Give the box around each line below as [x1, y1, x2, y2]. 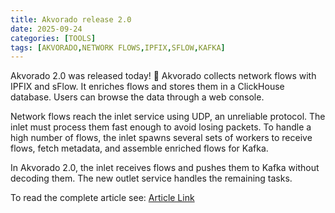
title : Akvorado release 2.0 [10, 14, 132, 25]
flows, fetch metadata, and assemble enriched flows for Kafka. [10, 142, 269, 155]
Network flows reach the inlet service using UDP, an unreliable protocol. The [10, 111, 326, 123]
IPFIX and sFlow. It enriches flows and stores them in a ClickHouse [10, 81, 285, 93]
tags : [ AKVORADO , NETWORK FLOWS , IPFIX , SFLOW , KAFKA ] [10, 42, 226, 53]
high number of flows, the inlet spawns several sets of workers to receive [10, 132, 313, 144]
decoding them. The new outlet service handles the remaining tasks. [10, 172, 293, 185]
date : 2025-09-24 [10, 24, 83, 34]
